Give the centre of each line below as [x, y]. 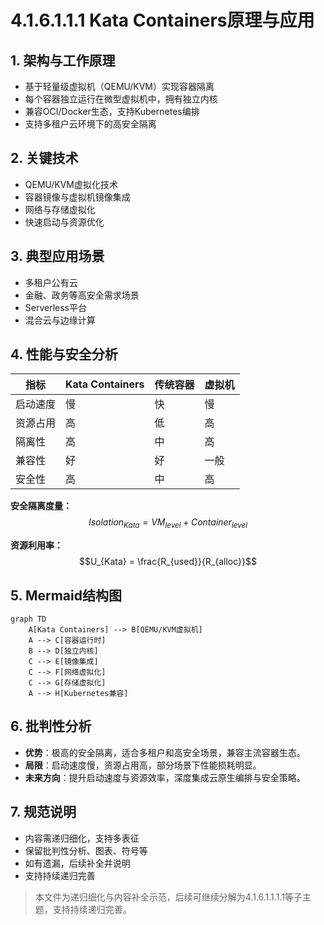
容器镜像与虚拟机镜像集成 [77, 197]
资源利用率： [36, 545]
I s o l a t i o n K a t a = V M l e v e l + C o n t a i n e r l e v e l [168, 523]
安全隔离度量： [41, 506]
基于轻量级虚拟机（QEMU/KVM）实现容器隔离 [119, 86]
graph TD [28, 619]
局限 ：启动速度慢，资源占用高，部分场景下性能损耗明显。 [143, 765]
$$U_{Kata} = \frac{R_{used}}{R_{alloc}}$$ [168, 562]
